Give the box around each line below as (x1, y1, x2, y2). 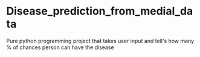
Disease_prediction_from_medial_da (6, 4, 193, 18)
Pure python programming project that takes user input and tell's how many (6, 37, 195, 44)
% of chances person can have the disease (6, 44, 114, 51)
